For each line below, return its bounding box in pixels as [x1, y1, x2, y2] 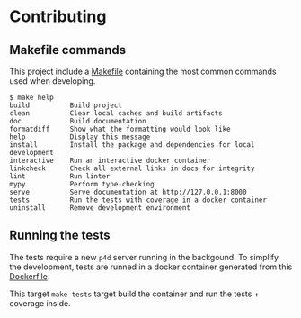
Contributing [9, 6, 107, 27]
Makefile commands [9, 42, 127, 58]
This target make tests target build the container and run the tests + [9, 288, 260, 299]
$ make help [9, 93, 54, 102]
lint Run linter [9, 172, 111, 181]
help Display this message [9, 132, 151, 141]
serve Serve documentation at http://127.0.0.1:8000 [9, 187, 247, 196]
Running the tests [9, 228, 111, 243]
